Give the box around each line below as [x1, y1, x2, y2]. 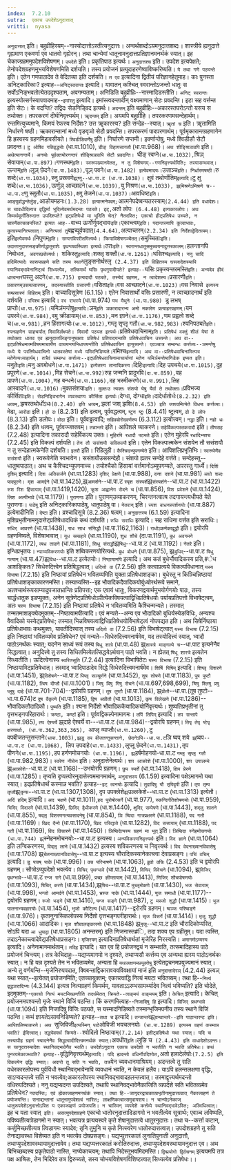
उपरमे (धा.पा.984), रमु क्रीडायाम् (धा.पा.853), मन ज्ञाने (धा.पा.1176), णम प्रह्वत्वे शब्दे [7, 312, 194, 320]
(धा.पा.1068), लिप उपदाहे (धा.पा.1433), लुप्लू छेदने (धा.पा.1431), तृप [27, 741, 189, 749]
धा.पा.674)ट [7, 695, 37, 703]
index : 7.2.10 [7, 10, 51, 17]
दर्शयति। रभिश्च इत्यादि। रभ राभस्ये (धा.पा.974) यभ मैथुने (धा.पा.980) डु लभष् [7, 296, 181, 304]
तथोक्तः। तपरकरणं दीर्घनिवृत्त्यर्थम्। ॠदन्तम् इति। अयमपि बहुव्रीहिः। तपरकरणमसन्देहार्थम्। [7, 112, 200, 120]
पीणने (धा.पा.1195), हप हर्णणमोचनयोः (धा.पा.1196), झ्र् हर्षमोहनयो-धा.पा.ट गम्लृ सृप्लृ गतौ [7, 749, 206, 757]
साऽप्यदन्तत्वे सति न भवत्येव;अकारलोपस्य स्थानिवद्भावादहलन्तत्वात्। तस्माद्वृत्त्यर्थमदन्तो [7, 1073, 192, 1082]
